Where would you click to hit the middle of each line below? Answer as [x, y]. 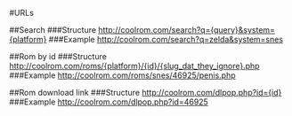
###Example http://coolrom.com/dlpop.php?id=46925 [109, 102]
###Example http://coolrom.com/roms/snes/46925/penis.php [122, 75]
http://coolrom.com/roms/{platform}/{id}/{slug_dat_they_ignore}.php [134, 66]
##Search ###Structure [53, 30]
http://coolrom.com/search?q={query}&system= [187, 30]
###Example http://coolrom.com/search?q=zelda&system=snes [166, 39]
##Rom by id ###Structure [58, 56]
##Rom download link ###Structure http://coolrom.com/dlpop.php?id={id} [146, 93]
